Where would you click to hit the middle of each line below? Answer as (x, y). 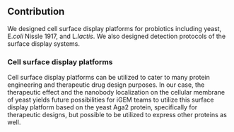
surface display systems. (43, 43)
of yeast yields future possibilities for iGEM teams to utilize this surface (111, 100)
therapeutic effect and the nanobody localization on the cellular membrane (116, 92)
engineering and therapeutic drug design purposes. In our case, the (106, 85)
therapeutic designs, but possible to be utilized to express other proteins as (117, 115)
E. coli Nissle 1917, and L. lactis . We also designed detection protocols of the (117, 36)
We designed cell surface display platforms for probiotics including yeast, (115, 28)
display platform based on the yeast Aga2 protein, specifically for (103, 107)
